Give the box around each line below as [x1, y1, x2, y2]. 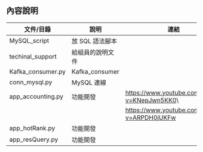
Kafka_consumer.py [9, 67, 66, 75]
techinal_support [9, 52, 57, 60]
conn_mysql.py [9, 78, 53, 86]
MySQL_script [9, 36, 50, 45]
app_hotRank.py [9, 124, 56, 132]
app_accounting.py [9, 92, 63, 101]
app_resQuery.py [9, 135, 59, 144]
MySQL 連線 [71, 78, 107, 86]
